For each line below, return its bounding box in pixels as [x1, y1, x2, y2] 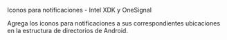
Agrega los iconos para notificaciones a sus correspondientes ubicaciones [7, 19, 220, 27]
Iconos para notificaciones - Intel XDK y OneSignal [7, 6, 152, 14]
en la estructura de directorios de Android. [7, 27, 128, 34]
